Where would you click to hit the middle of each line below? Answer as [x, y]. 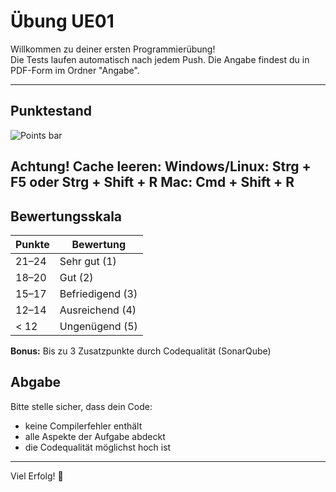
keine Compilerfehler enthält [83, 426]
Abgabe [36, 382]
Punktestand [51, 111]
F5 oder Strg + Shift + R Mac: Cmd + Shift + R [152, 182]
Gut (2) [76, 277]
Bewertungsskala [66, 216]
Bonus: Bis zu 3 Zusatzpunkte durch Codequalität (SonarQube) [141, 351]
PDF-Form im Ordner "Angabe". [75, 70]
